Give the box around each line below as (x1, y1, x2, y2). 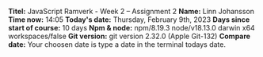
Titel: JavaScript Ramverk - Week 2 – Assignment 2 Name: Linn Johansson (8, 7, 255, 16)
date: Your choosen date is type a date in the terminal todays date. (8, 40, 227, 49)
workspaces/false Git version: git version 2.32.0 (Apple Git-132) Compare (8, 31, 251, 41)
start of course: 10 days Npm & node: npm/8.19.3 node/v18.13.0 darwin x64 (8, 23, 255, 32)
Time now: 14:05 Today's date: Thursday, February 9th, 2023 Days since (8, 15, 250, 24)
